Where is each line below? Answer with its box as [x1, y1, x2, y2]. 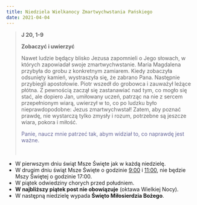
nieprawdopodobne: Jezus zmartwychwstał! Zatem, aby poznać [21, 106, 181, 113]
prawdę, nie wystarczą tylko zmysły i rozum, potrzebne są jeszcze [21, 112, 187, 119]
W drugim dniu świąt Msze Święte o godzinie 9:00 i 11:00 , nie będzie [15, 166, 186, 174]
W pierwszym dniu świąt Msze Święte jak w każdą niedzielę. [15, 160, 166, 167]
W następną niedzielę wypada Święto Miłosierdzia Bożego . [15, 192, 164, 199]
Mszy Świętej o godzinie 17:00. [15, 172, 92, 180]
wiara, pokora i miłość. [21, 118, 77, 125]
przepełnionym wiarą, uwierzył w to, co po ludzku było [21, 99, 157, 106]
